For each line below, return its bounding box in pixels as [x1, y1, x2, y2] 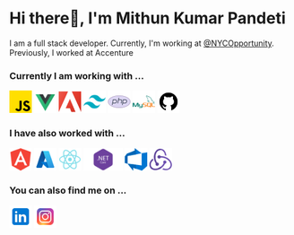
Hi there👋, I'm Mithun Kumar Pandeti [9, 8, 287, 29]
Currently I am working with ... [9, 69, 145, 82]
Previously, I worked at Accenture [9, 47, 134, 57]
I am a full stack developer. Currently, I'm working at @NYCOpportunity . [9, 38, 275, 48]
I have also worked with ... [9, 127, 125, 140]
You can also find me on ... [9, 184, 127, 196]
